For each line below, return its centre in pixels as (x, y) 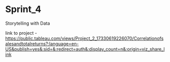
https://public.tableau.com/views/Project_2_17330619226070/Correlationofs (84, 38)
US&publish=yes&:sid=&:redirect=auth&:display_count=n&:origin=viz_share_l (85, 49)
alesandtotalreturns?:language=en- (42, 43)
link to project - (21, 33)
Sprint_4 (23, 9)
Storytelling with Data (28, 23)
